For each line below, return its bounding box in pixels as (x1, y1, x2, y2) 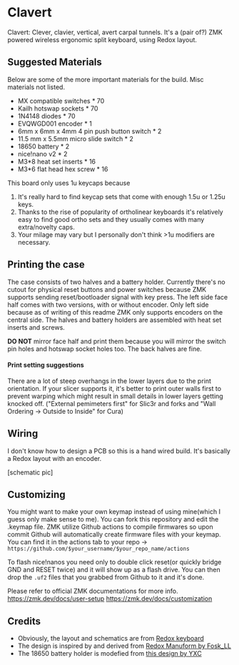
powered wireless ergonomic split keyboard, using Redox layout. (7, 35, 198, 44)
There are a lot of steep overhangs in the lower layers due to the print (7, 376, 212, 385)
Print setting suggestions (7, 361, 84, 370)
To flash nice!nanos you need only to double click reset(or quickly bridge (7, 558, 222, 567)
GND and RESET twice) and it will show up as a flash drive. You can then (7, 565, 220, 574)
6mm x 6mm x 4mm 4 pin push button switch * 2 (17, 126, 162, 136)
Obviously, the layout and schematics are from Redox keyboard (17, 634, 205, 643)
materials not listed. (7, 83, 66, 91)
